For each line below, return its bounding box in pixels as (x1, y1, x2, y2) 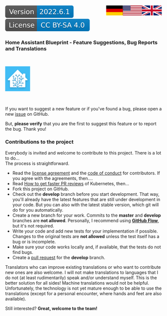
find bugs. (12, 249, 34, 255)
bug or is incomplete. (12, 238, 56, 244)
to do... (5, 155, 20, 161)
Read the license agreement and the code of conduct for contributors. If (12, 170, 160, 176)
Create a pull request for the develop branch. (12, 254, 105, 260)
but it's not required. (12, 223, 55, 229)
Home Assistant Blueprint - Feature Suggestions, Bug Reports (5, 39, 158, 46)
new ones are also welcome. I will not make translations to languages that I (5, 269, 158, 275)
